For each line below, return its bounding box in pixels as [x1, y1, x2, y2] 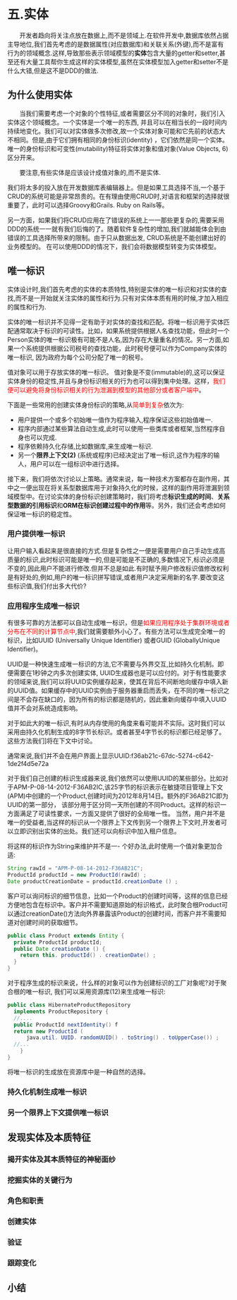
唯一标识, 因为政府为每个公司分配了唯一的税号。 [7, 353, 147, 361]
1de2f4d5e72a [7, 760, 49, 768]
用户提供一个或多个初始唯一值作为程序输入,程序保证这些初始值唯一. [17, 415, 213, 424]
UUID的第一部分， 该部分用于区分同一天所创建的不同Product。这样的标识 [7, 801, 221, 809]
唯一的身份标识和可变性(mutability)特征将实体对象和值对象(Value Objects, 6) [7, 144, 229, 152]
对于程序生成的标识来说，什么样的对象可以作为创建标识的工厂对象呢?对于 [7, 978, 221, 988]
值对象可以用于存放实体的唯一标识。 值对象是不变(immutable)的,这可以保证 [7, 367, 226, 376]
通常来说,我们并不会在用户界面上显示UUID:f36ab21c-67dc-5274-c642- [7, 752, 214, 760]
